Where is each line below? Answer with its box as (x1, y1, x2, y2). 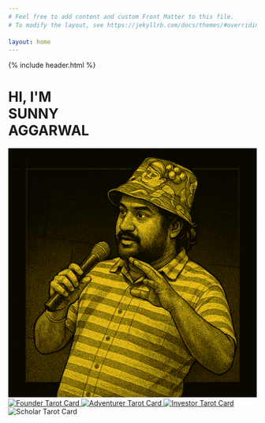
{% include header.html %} (8, 60, 96, 70)
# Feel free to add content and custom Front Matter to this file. (8, 13, 235, 21)
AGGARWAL (8, 122, 89, 140)
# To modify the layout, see (8, 21, 104, 29)
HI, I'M (8, 88, 52, 106)
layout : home (8, 38, 51, 46)
